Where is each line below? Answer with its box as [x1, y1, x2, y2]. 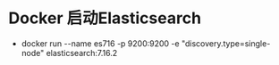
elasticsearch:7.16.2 [46, 47, 118, 58]
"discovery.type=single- [181, 37, 271, 49]
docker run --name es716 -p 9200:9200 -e [21, 37, 180, 49]
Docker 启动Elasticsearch [8, 8, 202, 28]
